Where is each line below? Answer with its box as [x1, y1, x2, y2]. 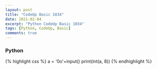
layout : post [5, 7, 33, 12]
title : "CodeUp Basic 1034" [5, 12, 64, 17]
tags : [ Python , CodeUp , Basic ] [5, 26, 71, 31]
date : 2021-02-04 [5, 16, 42, 21]
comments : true [5, 30, 37, 35]
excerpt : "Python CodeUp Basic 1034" [5, 21, 85, 26]
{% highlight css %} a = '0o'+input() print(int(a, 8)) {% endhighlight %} [5, 58, 152, 64]
